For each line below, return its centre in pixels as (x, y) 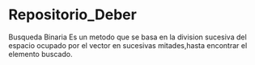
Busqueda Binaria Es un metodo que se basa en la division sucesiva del (127, 37)
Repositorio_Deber (73, 15)
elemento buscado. (40, 54)
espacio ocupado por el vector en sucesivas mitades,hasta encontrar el (128, 45)
